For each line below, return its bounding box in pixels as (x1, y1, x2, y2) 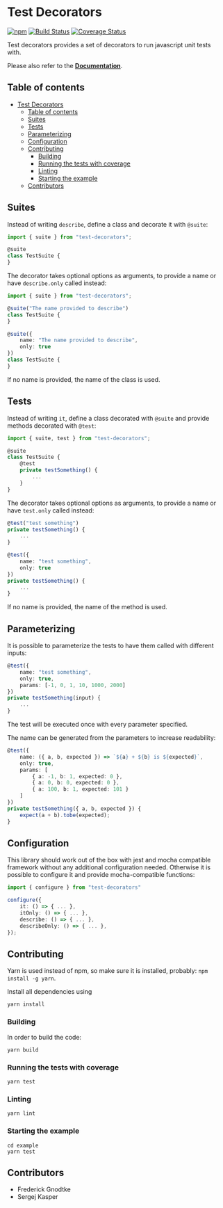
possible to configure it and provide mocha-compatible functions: (7, 871, 195, 879)
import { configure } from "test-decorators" (7, 884, 141, 891)
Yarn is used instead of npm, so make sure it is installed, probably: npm (7, 967, 208, 975)
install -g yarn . (7, 974, 56, 983)
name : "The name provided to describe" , (19, 337, 138, 344)
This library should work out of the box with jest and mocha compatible (7, 856, 211, 864)
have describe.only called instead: (7, 279, 107, 287)
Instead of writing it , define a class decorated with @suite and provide (7, 414, 210, 422)
